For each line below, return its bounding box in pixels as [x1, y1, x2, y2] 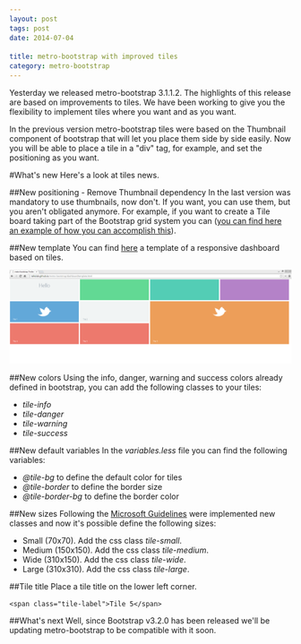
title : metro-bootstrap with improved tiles [9, 52, 178, 62]
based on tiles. [9, 252, 64, 262]
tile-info [21, 399, 52, 410]
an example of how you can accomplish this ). [9, 225, 176, 236]
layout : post [9, 14, 58, 23]
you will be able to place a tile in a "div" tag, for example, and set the [9, 143, 262, 153]
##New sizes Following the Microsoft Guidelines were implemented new [9, 509, 276, 519]
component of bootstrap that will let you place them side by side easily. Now [9, 133, 291, 143]
